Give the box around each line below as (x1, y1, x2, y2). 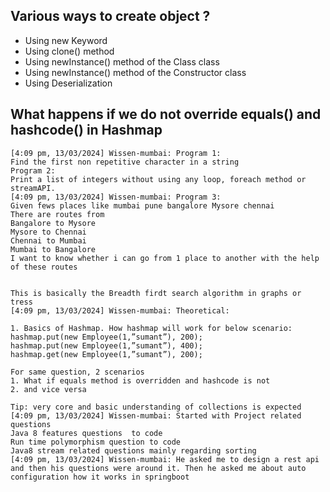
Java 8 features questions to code (10, 428, 163, 438)
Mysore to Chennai (10, 227, 87, 237)
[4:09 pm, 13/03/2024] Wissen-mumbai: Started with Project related (10, 410, 302, 421)
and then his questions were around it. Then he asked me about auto (10, 463, 307, 473)
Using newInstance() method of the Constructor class (24, 66, 247, 78)
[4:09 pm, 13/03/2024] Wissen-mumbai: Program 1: (10, 148, 222, 158)
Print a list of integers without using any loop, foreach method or (10, 174, 307, 184)
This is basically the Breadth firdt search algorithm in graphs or (10, 288, 302, 298)
